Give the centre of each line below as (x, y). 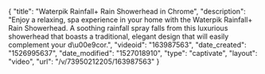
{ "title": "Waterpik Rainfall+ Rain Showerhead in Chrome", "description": (127, 11)
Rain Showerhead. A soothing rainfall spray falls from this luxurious (118, 28)
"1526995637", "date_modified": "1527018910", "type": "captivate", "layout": (133, 53)
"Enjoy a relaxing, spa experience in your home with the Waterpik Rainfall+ (131, 20)
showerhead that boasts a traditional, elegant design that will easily (119, 36)
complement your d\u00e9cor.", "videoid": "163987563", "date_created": (127, 45)
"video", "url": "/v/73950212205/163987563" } (84, 61)
